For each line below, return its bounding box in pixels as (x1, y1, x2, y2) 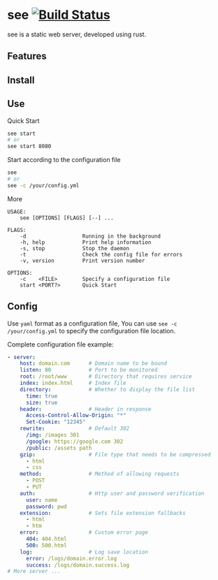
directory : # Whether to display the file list (20, 386, 196, 393)
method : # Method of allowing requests (20, 470, 180, 478)
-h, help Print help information (20, 238, 152, 246)
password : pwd (25, 503, 68, 510)
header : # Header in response (20, 405, 152, 412)
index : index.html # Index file (20, 379, 127, 387)
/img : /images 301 (25, 432, 80, 439)
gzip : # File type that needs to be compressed (20, 451, 211, 458)
